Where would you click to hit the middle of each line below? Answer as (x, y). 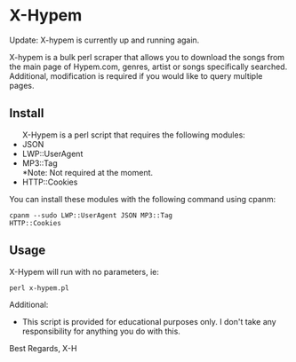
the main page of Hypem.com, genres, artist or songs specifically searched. (148, 67)
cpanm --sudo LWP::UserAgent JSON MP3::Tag (91, 215)
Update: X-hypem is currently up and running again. (104, 40)
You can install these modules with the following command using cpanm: (143, 199)
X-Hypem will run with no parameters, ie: (84, 271)
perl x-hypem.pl (39, 288)
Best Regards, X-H (43, 348)
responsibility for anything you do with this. (101, 331)
